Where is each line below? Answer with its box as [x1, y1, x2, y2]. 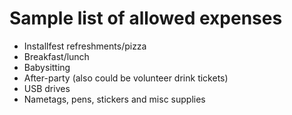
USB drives [23, 82, 71, 94]
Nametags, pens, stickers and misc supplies [23, 93, 206, 105]
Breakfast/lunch [23, 50, 90, 62]
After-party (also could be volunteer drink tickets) [23, 72, 229, 84]
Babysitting [23, 61, 71, 73]
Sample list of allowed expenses [9, 7, 283, 30]
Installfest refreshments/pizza [23, 40, 147, 52]
